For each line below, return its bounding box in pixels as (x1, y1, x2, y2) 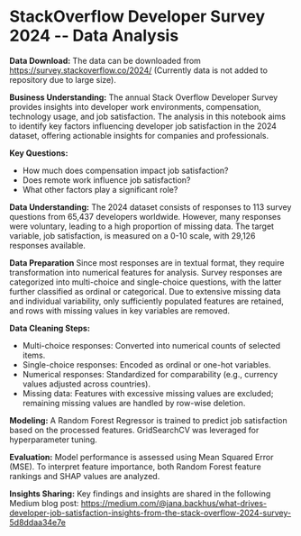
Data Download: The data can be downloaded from (9, 55, 201, 66)
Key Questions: (9, 147, 68, 159)
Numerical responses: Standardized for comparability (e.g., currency (22, 368, 278, 379)
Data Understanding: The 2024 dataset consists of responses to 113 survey (9, 201, 292, 213)
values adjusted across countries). (22, 378, 151, 389)
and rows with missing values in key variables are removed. (9, 304, 231, 316)
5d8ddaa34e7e (9, 516, 66, 528)
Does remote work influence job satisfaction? (22, 174, 191, 186)
